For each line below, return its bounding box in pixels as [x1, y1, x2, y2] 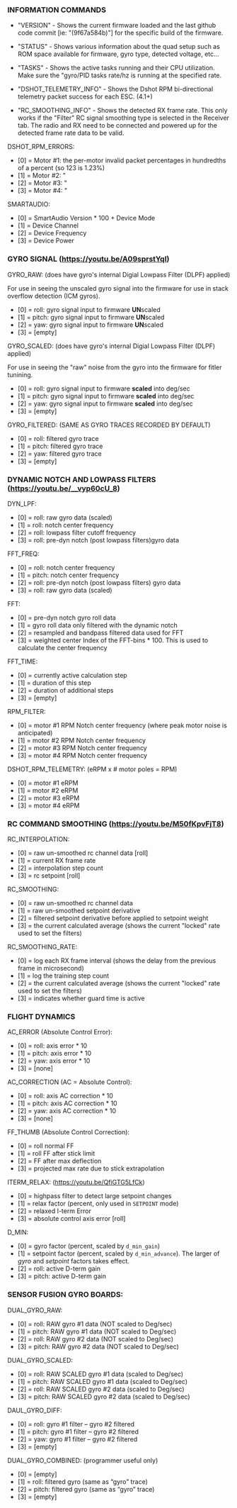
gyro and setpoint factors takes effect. [17, 1257, 129, 1266]
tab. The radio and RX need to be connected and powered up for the [17, 121, 218, 130]
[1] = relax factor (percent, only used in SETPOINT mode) [17, 1200, 179, 1208]
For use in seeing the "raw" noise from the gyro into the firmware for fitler [7, 363, 222, 372]
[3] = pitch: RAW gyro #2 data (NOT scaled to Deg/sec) [17, 1342, 179, 1351]
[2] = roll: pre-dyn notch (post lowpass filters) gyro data [17, 578, 181, 586]
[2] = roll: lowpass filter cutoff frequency [17, 528, 137, 537]
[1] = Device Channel [17, 221, 79, 230]
